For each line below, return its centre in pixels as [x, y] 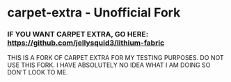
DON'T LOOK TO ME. [38, 72]
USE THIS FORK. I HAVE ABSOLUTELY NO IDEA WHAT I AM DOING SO [109, 65]
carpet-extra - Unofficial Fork [94, 13]
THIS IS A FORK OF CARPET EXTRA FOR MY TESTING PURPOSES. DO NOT [115, 58]
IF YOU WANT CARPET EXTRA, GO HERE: [78, 34]
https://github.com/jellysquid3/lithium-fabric [86, 43]
